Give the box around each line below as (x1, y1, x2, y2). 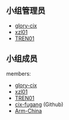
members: (6, 70, 32, 77)
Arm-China (14, 107, 42, 114)
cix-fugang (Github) (14, 101, 64, 108)
